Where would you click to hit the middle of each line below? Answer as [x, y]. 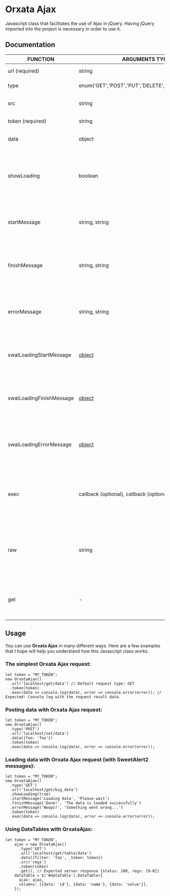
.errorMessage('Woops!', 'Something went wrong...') [67, 808]
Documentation [30, 45]
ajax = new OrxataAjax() [40, 844]
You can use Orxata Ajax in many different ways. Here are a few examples [83, 645]
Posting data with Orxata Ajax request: [54, 709]
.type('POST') [25, 729]
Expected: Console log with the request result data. [63, 697]
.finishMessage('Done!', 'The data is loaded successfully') [76, 803]
